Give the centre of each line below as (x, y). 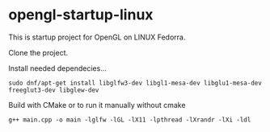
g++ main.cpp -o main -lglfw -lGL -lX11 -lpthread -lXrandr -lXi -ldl (130, 120)
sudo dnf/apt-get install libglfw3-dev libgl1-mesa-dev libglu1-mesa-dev (135, 83)
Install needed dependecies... (58, 68)
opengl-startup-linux (81, 15)
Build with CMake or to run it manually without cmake (97, 105)
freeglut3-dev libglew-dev (54, 90)
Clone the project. (38, 52)
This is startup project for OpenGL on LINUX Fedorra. (97, 37)
